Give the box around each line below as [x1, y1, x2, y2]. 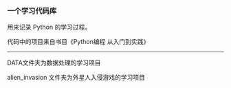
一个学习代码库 [7, 5, 57, 15]
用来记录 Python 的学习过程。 [7, 23, 91, 32]
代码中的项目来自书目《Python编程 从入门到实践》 [7, 38, 150, 46]
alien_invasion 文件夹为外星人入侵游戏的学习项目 [7, 74, 146, 82]
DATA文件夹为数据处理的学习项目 [7, 58, 101, 67]
